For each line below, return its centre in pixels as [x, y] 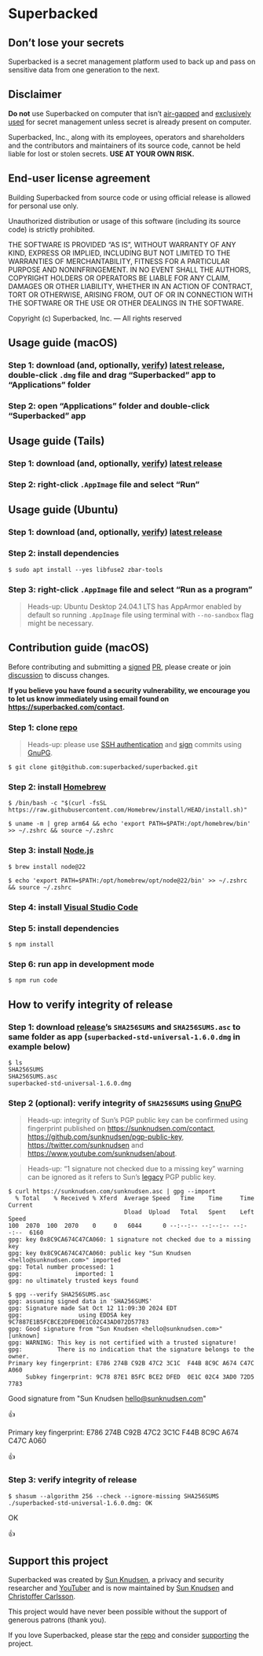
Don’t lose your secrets [66, 43]
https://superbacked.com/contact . [67, 707]
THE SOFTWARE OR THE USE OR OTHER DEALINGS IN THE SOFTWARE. [126, 302]
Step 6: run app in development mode [81, 964]
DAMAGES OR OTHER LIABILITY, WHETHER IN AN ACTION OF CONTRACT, [130, 286]
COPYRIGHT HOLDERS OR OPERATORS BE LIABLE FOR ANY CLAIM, [119, 278]
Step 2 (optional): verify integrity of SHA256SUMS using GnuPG [125, 1103]
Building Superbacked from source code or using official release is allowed [130, 197]
